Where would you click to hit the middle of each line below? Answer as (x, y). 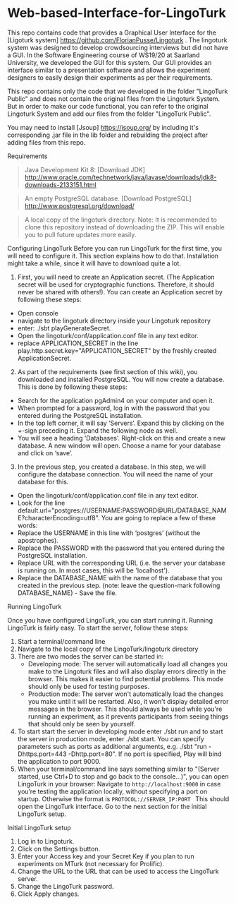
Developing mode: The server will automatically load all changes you (128, 664)
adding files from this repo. (46, 142)
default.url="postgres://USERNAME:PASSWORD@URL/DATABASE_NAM (122, 510)
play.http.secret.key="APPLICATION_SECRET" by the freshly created (117, 350)
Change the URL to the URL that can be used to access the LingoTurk (118, 871)
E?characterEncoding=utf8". (58, 517)
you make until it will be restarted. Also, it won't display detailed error (128, 701)
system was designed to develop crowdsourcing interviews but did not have (118, 47)
